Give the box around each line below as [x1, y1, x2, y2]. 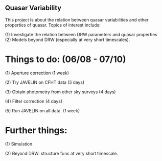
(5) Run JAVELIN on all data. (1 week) [5, 107, 80, 114]
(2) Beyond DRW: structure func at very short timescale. [5, 150, 118, 156]
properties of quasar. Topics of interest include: [5, 22, 101, 28]
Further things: [5, 124, 68, 136]
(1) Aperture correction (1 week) [5, 70, 69, 76]
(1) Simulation [5, 141, 33, 147]
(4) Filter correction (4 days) [5, 98, 63, 104]
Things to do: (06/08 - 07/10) [5, 54, 126, 65]
